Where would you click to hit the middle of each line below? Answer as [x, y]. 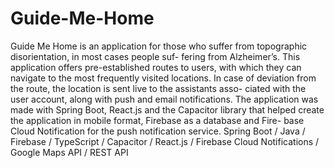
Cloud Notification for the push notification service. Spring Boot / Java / [158, 131]
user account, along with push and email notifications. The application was [164, 99]
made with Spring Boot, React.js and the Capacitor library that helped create [167, 109]
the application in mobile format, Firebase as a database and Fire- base [157, 120]
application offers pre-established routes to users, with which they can [156, 67]
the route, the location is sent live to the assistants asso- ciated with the [158, 88]
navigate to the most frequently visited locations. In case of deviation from [163, 78]
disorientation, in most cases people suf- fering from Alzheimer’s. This [155, 56]
